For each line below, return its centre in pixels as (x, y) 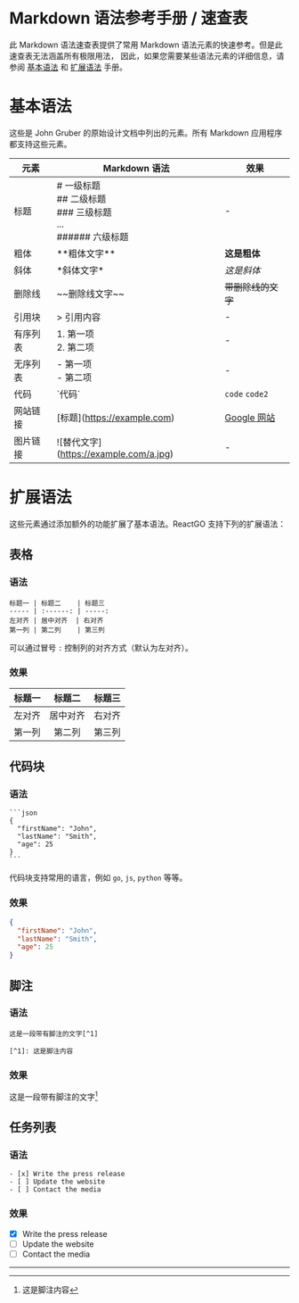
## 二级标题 (81, 199)
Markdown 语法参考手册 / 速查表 (129, 18)
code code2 (246, 394)
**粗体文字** (86, 253)
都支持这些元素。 (40, 144)
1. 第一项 (76, 334)
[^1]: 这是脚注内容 (41, 1051)
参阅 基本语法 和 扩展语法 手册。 (68, 67)
